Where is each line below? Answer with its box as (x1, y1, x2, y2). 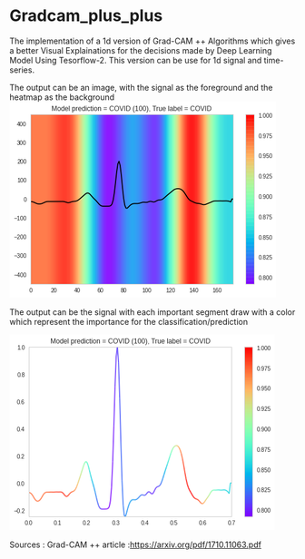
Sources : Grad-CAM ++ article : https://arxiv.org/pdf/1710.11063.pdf (9, 539, 261, 550)
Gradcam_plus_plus (9, 5, 163, 26)
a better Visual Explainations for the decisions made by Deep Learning (9, 44, 272, 55)
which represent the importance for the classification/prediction (9, 316, 248, 327)
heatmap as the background (9, 92, 115, 103)
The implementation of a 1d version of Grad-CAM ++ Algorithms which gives (9, 35, 296, 46)
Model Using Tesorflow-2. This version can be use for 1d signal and (9, 54, 262, 65)
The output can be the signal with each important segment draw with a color (9, 306, 296, 318)
